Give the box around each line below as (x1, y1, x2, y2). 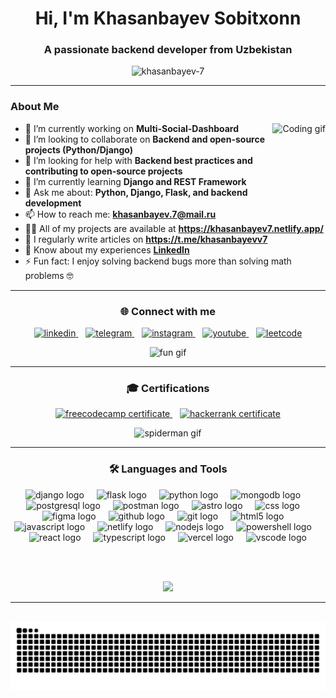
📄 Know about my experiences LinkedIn (24, 243, 190, 256)
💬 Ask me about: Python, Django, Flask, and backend (24, 186, 248, 198)
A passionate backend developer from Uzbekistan (43, 43, 293, 57)
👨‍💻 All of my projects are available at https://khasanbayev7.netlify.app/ (24, 222, 325, 234)
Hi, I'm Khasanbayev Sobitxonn (34, 7, 302, 30)
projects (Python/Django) (24, 143, 134, 156)
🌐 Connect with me (120, 304, 216, 318)
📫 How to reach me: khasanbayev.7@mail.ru (24, 208, 217, 220)
